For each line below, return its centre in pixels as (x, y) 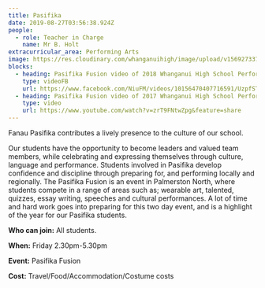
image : (19, 60)
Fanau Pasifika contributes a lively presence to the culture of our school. (126, 133)
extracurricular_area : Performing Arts (74, 52)
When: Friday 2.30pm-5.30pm (58, 246)
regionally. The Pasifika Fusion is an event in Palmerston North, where (121, 181)
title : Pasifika (35, 15)
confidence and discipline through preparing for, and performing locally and (131, 173)
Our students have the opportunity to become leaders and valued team (123, 148)
